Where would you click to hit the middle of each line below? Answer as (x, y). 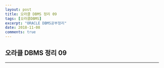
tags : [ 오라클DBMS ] (23, 18)
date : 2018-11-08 (23, 28)
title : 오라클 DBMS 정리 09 (31, 14)
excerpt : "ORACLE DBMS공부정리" (36, 23)
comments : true (20, 32)
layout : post (18, 9)
